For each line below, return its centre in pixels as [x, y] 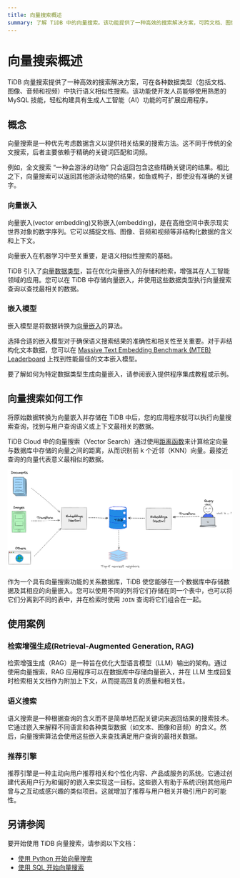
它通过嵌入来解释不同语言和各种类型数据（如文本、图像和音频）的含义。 [114, 727]
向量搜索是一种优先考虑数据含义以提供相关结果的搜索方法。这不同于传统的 [117, 144]
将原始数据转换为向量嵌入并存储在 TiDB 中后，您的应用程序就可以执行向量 [116, 417]
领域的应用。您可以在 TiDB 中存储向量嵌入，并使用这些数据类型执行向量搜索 [120, 279]
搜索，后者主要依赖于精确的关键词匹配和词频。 [82, 152]
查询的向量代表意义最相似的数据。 [57, 459]
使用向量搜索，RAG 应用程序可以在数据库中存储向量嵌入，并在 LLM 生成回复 [120, 672]
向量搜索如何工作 [45, 399]
